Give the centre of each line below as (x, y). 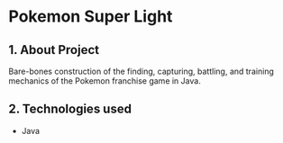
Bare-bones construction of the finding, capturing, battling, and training (141, 71)
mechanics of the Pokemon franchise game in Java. (105, 81)
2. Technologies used (70, 109)
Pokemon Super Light (91, 17)
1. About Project (54, 50)
